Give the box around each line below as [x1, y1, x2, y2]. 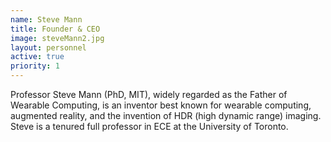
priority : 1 [10, 61, 60, 71]
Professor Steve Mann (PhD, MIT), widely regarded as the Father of [10, 89, 288, 100]
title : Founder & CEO [10, 24, 101, 34]
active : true [10, 52, 65, 62]
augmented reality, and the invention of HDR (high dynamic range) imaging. [10, 110, 322, 121]
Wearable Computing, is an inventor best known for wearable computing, [10, 99, 312, 111]
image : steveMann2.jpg [10, 33, 105, 43]
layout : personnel [10, 42, 87, 53]
